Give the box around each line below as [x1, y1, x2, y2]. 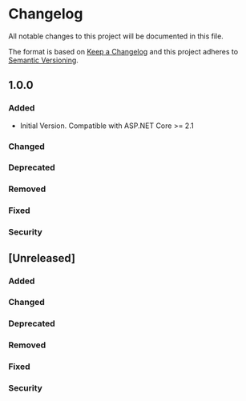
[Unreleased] [8, 251, 76, 265]
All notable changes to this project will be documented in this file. [8, 31, 224, 41]
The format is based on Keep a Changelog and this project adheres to [8, 46, 239, 56]
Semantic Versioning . [8, 55, 79, 65]
